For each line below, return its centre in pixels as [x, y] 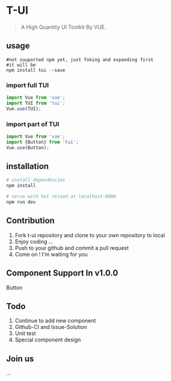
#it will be [21, 65]
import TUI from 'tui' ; [36, 103]
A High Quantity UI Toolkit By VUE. [63, 27]
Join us [20, 359]
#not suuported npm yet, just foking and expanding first [80, 60]
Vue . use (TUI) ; [24, 108]
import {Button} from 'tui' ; [42, 142]
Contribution [30, 221]
